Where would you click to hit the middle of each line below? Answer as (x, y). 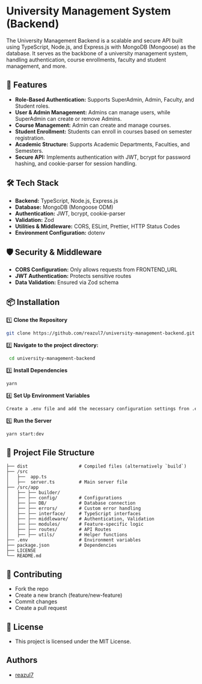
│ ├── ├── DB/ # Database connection (71, 504)
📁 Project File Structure (50, 452)
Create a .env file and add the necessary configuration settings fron (98, 408)
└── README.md (24, 556)
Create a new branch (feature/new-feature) (69, 595)
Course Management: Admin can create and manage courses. (93, 125)
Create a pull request (41, 608)
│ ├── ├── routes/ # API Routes (59, 530)
